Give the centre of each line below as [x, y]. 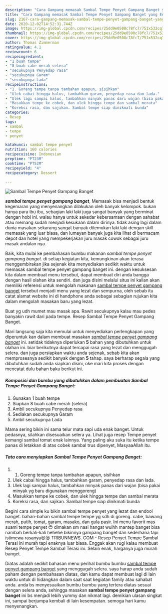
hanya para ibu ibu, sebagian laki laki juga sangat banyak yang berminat [79, 212]
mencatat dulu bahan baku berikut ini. [44, 369]
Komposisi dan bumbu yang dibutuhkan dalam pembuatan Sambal [76, 380]
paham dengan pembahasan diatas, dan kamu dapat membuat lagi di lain [80, 574]
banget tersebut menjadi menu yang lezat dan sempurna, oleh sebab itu [79, 291]
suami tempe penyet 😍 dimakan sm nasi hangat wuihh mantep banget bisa [82, 527]
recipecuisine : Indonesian [33, 154]
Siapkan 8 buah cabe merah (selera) [50, 404]
